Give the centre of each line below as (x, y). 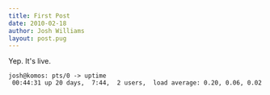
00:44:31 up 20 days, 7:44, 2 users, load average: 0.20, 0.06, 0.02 (137, 83)
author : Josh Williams (46, 31)
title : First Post (39, 16)
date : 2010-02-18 (38, 23)
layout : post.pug (38, 38)
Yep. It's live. (30, 61)
